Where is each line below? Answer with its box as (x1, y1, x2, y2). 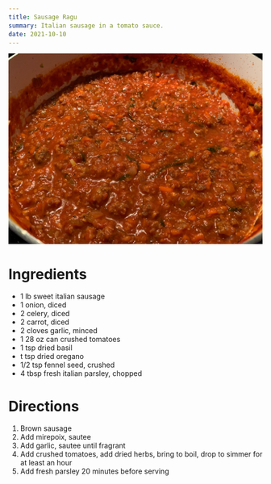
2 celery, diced (19, 309, 70, 319)
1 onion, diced (19, 300, 67, 310)
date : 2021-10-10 (8, 30, 67, 38)
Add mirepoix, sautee (19, 432, 91, 442)
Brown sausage (19, 423, 73, 433)
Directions (8, 397, 79, 415)
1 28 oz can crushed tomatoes (19, 335, 121, 344)
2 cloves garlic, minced (19, 326, 98, 336)
